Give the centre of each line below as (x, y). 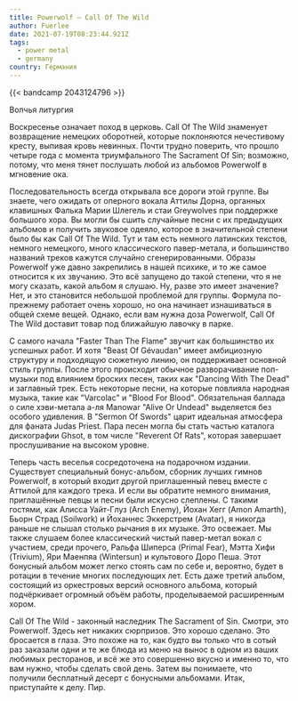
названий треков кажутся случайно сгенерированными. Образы (133, 257)
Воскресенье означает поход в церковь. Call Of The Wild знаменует (139, 126)
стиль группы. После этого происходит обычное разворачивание (134, 369)
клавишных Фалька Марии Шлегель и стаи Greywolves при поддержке (144, 210)
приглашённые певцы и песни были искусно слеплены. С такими (133, 500)
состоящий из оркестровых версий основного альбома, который (133, 584)
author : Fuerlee (39, 26)
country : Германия (43, 68)
